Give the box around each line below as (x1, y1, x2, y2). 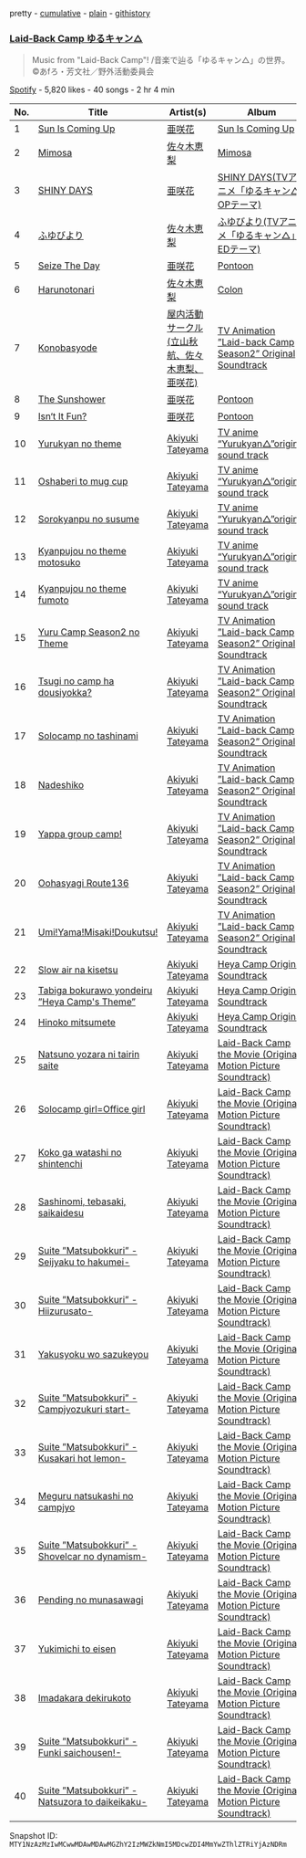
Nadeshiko (37, 779, 85, 792)
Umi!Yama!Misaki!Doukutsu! (37, 926, 158, 939)
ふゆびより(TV (217, 215, 280, 228)
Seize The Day (37, 259, 100, 272)
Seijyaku (37, 1255, 75, 1268)
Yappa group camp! (37, 828, 123, 841)
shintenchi (37, 1158, 83, 1170)
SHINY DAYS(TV (217, 171, 289, 184)
